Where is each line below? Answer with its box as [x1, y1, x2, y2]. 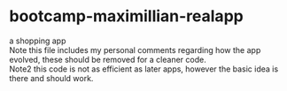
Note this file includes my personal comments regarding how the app [9, 44, 261, 55]
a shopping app [9, 35, 66, 46]
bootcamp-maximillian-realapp [9, 6, 244, 27]
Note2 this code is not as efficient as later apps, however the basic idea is [9, 64, 279, 74]
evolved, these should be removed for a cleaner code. [9, 54, 206, 64]
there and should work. [9, 72, 94, 83]
